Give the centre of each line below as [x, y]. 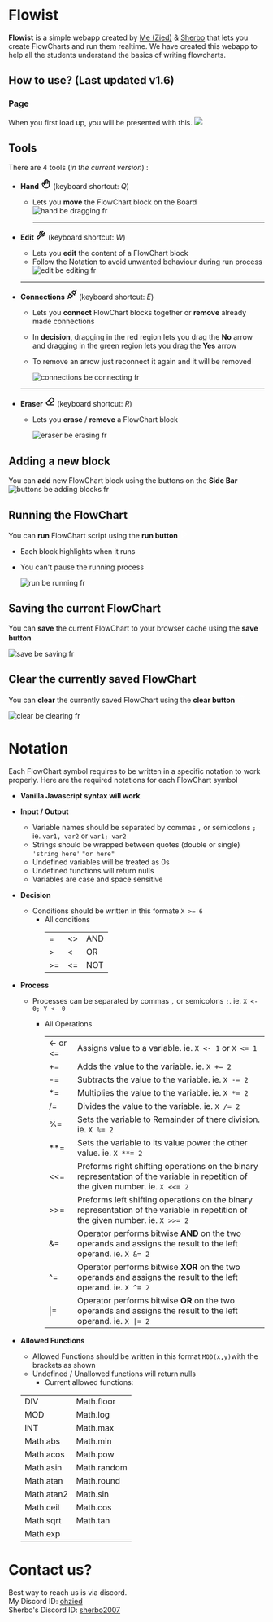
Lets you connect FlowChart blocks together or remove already [139, 313]
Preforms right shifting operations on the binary [167, 1166]
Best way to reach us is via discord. [68, 1593]
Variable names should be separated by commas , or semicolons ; [144, 827]
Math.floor [96, 1401]
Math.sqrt [43, 1521]
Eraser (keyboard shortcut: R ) [76, 404]
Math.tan [93, 1521]
